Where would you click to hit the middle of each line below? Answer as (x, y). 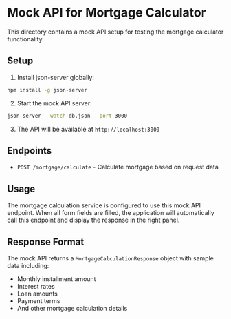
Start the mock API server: (54, 103)
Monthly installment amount (56, 279)
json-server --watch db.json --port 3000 (67, 116)
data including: (28, 265)
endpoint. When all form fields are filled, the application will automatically (111, 213)
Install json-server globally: (56, 77)
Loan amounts (37, 294)
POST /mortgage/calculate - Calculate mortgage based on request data (118, 167)
